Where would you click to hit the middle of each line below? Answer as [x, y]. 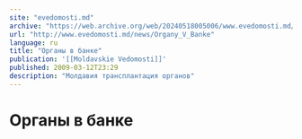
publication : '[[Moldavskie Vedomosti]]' [88, 59]
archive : [26, 26]
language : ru [34, 43]
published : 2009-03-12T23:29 [64, 68]
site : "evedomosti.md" [52, 17]
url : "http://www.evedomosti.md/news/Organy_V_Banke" [112, 34]
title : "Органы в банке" [56, 51]
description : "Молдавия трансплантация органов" [102, 76]
